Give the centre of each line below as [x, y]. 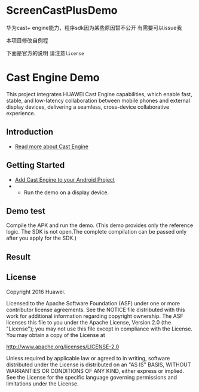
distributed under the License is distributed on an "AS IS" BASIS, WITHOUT [99, 365]
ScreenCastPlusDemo [62, 10]
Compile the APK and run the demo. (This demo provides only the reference [100, 225]
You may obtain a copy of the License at [56, 335]
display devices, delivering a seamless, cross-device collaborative [88, 107]
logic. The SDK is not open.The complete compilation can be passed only [97, 232]
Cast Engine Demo [53, 78]
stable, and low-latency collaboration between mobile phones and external [98, 100]
